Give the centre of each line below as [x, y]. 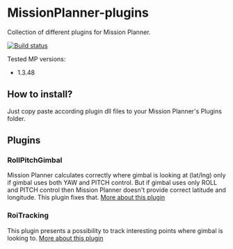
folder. [16, 118]
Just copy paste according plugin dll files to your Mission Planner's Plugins [115, 111]
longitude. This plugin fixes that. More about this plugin [86, 198]
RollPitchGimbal [35, 160]
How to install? [40, 94]
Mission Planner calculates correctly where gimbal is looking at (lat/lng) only [116, 175]
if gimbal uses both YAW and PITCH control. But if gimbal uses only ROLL [112, 183]
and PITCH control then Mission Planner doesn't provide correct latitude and [116, 190]
